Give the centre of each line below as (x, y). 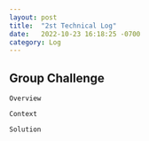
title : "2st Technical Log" (63, 26)
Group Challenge (57, 78)
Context (24, 114)
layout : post (33, 17)
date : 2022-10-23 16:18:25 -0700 (75, 34)
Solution (25, 129)
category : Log (35, 42)
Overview (25, 98)
